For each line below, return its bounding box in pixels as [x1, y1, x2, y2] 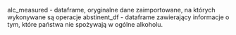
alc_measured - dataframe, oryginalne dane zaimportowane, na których [7, 6, 216, 14]
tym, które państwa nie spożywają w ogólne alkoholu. [7, 21, 163, 28]
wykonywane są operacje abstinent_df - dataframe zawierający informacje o [7, 13, 230, 21]
